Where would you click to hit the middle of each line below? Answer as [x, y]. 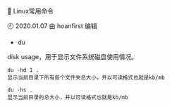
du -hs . [20, 90]
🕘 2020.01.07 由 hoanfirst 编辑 [52, 26]
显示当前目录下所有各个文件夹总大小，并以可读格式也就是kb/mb [86, 77]
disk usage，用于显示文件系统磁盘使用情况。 [73, 57]
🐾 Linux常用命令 [31, 11]
